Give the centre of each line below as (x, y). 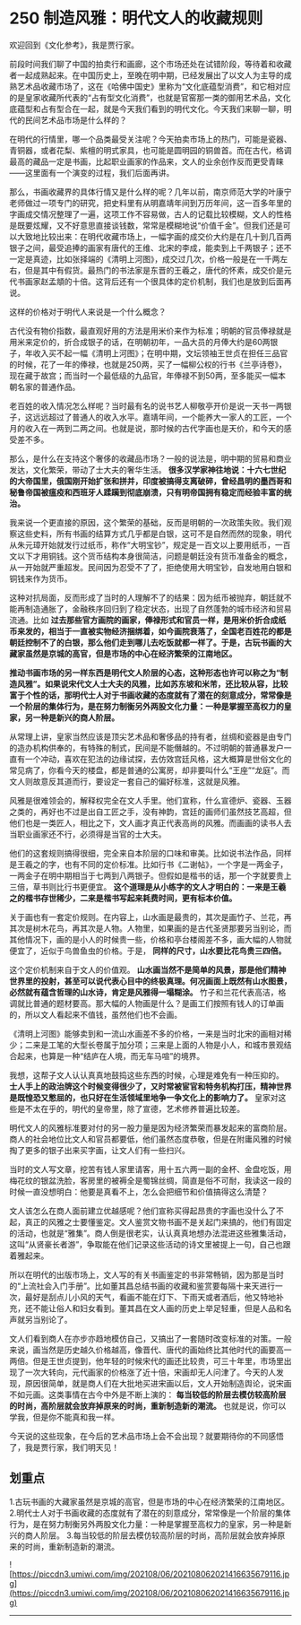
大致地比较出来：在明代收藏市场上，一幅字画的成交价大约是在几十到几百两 (154, 236)
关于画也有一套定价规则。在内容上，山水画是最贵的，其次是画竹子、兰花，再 (150, 917)
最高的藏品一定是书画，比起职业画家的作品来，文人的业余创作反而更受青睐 (146, 161)
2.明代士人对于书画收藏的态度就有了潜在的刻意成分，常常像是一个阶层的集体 (150, 1513)
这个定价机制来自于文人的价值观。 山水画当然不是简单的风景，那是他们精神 (148, 969)
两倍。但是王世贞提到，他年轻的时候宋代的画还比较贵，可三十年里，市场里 (146, 1360)
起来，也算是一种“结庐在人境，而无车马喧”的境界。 (111, 1056)
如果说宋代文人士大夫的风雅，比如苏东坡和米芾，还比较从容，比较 (166, 683)
